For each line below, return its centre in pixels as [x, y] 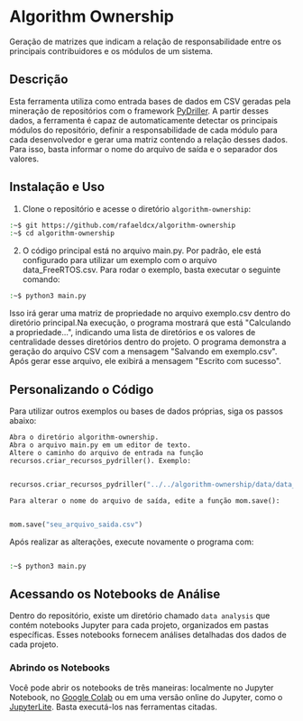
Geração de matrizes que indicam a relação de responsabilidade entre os [146, 41]
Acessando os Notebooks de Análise [115, 594]
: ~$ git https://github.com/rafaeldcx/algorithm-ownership [123, 225]
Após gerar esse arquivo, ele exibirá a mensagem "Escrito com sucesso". [146, 361]
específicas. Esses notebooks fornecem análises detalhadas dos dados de [148, 635]
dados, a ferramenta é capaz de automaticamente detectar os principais [143, 120]
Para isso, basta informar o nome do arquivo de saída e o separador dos [143, 149]
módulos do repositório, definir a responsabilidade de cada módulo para [143, 130]
